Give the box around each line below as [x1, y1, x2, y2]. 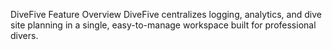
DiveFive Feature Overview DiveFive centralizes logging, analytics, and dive [10, 9, 322, 20]
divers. [10, 30, 39, 41]
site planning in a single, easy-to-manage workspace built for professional [10, 19, 317, 31]
